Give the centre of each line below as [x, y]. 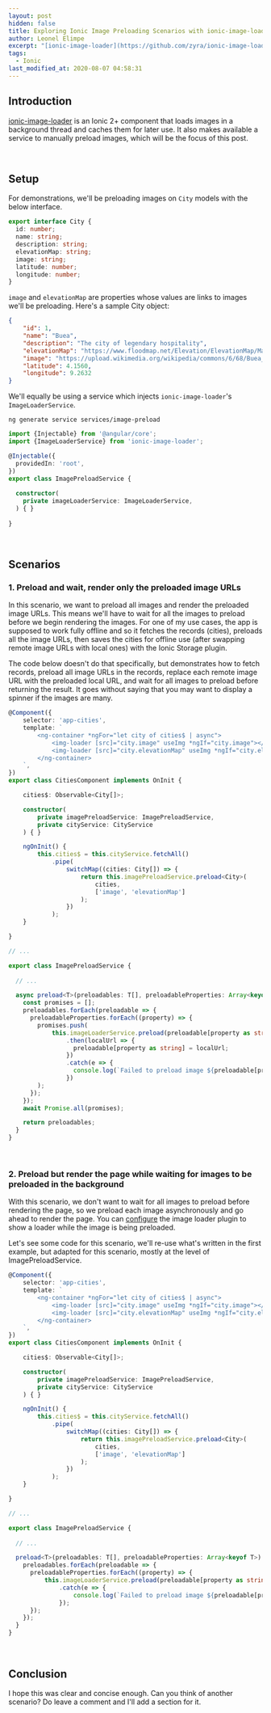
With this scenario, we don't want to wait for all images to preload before [129, 1202]
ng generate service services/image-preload [84, 420]
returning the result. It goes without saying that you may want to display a [130, 690]
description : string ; [52, 244]
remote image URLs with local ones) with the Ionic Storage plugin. [118, 648]
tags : [17, 53]
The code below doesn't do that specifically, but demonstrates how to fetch [134, 664]
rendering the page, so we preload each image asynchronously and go [126, 1210]
